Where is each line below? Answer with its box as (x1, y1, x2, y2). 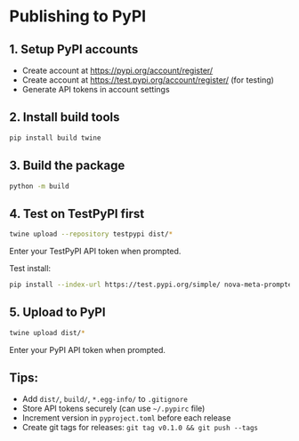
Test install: (9, 263, 52, 274)
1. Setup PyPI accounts (9, 42, 139, 57)
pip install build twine (9, 133, 101, 142)
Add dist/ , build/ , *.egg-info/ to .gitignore (21, 394, 189, 405)
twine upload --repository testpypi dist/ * (9, 229, 174, 239)
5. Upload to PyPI (9, 305, 106, 320)
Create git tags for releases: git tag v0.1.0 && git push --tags (21, 422, 258, 433)
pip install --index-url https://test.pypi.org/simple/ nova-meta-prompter (9, 280, 296, 290)
